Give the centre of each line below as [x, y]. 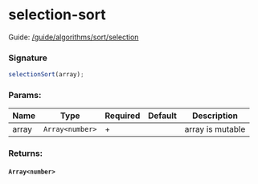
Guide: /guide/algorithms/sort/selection [74, 37]
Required [123, 116]
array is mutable [215, 129]
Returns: [26, 153]
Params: [25, 96]
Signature [28, 58]
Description [215, 116]
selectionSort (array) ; [46, 75]
